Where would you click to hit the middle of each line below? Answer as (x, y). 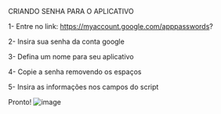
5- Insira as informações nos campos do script (83, 87)
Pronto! (20, 102)
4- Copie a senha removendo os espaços (75, 72)
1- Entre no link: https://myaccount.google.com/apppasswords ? (110, 26)
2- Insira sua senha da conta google (67, 41)
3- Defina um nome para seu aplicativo (71, 57)
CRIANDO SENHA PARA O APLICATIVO (71, 11)
